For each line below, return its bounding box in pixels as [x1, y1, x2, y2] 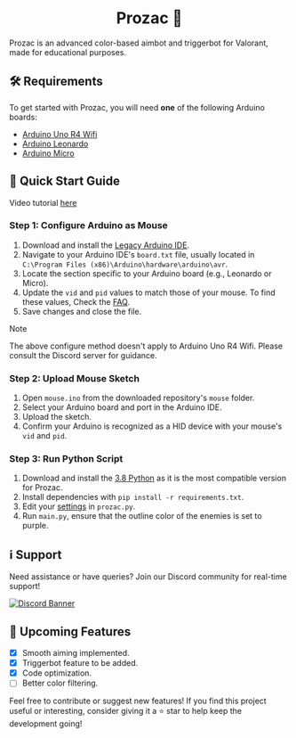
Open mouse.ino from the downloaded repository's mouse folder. [21, 392, 255, 404]
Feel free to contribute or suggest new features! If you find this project [9, 695, 267, 707]
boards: [9, 111, 37, 122]
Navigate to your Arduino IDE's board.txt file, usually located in [21, 249, 255, 259]
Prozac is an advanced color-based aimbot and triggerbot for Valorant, [9, 37, 268, 48]
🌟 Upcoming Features [9, 624, 132, 639]
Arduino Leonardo [21, 138, 89, 149]
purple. [21, 521, 49, 531]
